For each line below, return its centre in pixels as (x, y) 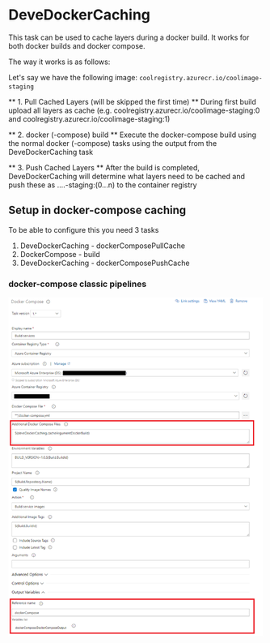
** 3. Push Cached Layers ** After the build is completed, (104, 167)
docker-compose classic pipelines (78, 284)
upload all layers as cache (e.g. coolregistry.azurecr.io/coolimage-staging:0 (134, 110)
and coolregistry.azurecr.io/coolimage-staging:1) (89, 118)
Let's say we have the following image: (73, 77)
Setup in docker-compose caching (97, 210)
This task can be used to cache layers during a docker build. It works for (129, 37)
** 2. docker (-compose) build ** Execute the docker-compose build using (133, 135)
